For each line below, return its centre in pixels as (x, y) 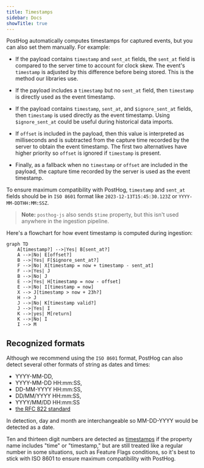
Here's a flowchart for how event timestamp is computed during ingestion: (100, 233)
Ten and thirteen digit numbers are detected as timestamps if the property (99, 439)
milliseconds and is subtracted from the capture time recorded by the (102, 140)
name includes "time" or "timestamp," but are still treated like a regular (95, 446)
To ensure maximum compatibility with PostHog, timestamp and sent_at (96, 190)
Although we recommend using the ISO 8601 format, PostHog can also (95, 358)
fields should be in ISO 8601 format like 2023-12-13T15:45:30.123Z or (92, 196)
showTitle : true (27, 23)
